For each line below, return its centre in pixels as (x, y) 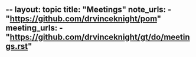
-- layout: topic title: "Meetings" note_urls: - (89, 10)
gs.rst (17, 46)
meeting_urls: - (34, 28)
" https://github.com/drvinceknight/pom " (84, 19)
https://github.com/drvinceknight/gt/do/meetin (100, 37)
